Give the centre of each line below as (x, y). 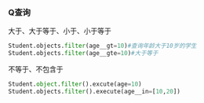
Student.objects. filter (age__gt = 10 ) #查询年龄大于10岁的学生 (102, 46)
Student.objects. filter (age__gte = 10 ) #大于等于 (83, 53)
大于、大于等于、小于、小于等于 (60, 31)
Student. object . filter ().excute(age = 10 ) (75, 84)
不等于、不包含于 (36, 69)
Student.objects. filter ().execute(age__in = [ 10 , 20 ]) (94, 91)
